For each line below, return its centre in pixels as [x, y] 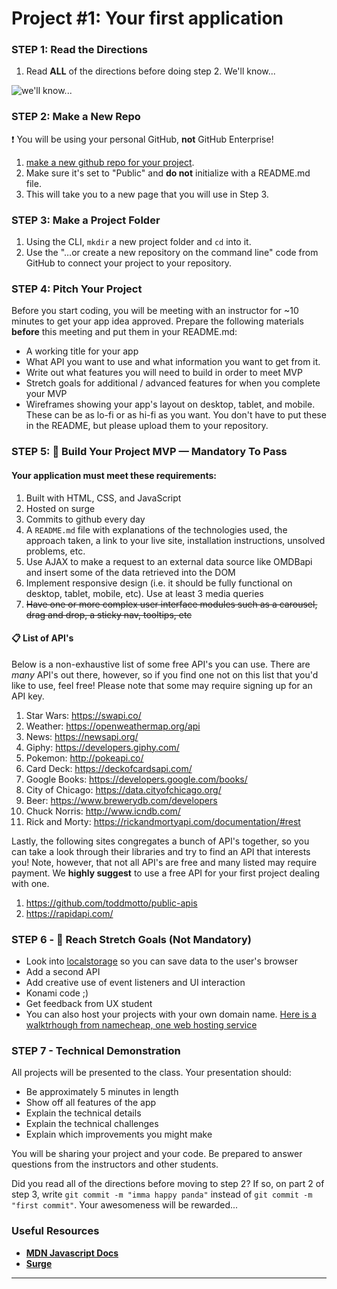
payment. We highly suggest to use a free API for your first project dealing [166, 873]
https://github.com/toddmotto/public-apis [111, 903]
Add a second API [63, 971]
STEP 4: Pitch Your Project [77, 289]
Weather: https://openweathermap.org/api [113, 726]
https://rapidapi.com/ [69, 913]
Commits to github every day [85, 519]
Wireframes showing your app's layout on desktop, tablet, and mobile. [170, 404]
